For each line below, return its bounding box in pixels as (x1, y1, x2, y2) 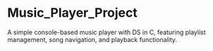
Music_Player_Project (7, 5, 138, 21)
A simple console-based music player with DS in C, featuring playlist (7, 28, 206, 36)
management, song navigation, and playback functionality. (7, 35, 178, 43)
